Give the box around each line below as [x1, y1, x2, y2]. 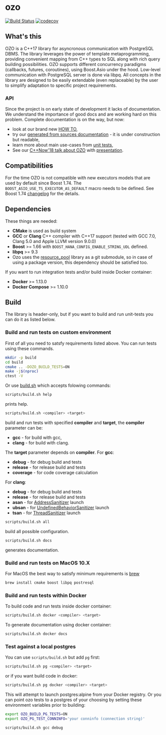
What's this [5, 32, 42, 41]
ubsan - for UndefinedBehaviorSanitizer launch [12, 504, 110, 510]
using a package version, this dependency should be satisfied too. [12, 259, 148, 265]
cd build [5, 360, 23, 365]
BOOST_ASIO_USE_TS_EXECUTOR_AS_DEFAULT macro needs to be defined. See [5, 185, 154, 191]
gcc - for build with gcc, [12, 434, 62, 440]
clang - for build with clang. [12, 439, 69, 445]
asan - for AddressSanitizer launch [12, 499, 84, 505]
